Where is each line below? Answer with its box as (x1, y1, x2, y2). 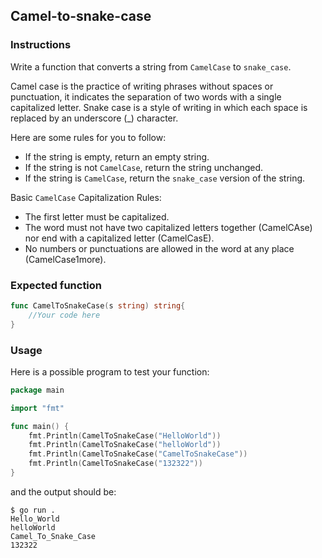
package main (10, 385, 65, 395)
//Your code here (28, 310, 101, 320)
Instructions (10, 38, 72, 52)
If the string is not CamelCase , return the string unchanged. (24, 161, 264, 173)
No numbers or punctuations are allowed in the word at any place (24, 242, 295, 254)
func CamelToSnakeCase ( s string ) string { (10, 300, 186, 311)
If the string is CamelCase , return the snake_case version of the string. (24, 172, 306, 184)
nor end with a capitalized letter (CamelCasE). (24, 232, 215, 244)
